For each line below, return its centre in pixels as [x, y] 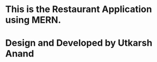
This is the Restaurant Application [78, 9]
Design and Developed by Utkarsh [79, 43]
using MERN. [33, 20]
